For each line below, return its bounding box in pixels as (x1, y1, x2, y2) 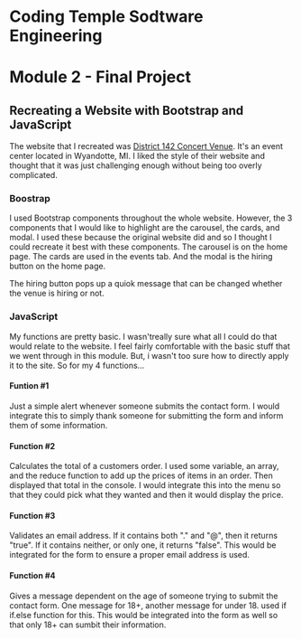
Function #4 (9, 569, 56, 580)
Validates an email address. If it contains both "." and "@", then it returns (9, 531, 278, 541)
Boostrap (9, 193, 51, 205)
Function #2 (9, 440, 56, 451)
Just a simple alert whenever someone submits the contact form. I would (9, 400, 280, 411)
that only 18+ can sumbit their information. (9, 619, 167, 630)
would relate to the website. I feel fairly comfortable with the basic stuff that (9, 341, 290, 352)
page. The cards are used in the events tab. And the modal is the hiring (9, 251, 273, 262)
